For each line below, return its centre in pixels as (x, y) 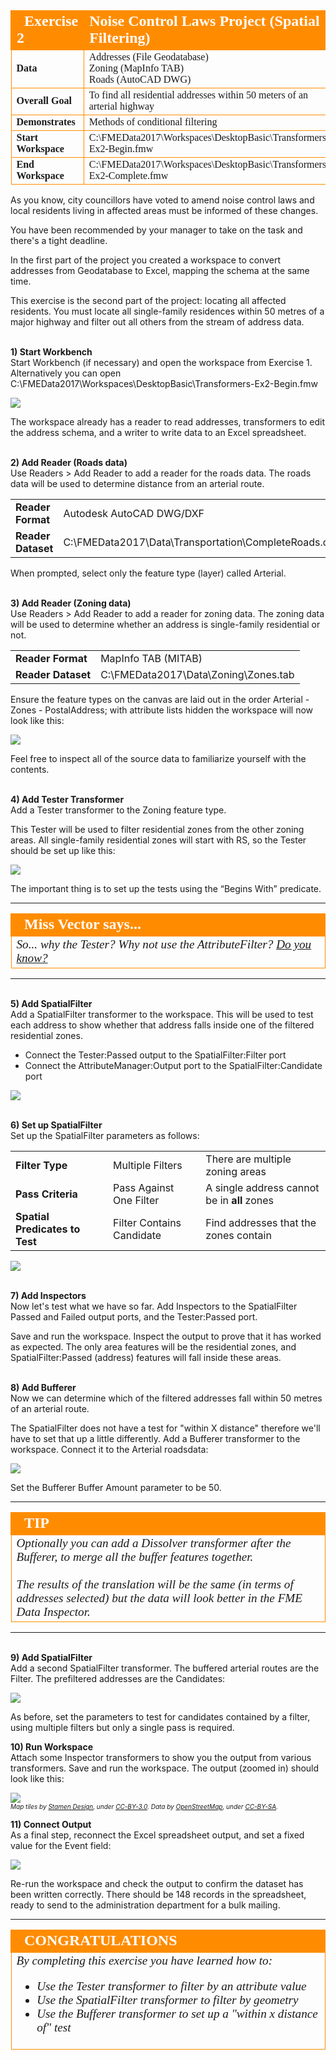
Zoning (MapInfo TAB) (136, 68)
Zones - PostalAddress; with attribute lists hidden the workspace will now (162, 710)
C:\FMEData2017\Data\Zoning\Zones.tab (197, 674)
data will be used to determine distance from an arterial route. (137, 483)
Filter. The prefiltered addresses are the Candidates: (118, 1678)
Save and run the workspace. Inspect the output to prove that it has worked (166, 1336)
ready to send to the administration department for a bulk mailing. (145, 1905)
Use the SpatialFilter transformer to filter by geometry (167, 2000)
